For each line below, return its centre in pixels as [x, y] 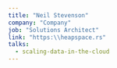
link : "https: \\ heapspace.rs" [57, 37]
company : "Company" [40, 23]
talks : [19, 45]
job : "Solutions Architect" [54, 30]
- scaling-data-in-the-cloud [62, 52]
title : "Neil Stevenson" [48, 15]
